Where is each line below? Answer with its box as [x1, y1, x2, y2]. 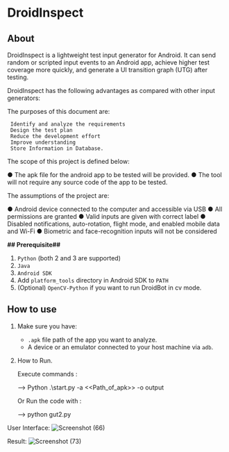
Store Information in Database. [10, 145, 104, 152]
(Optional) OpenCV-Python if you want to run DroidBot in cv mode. [17, 283, 202, 292]
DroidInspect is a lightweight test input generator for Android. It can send [7, 51, 217, 59]
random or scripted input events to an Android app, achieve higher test [7, 58, 210, 67]
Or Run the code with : [17, 396, 82, 405]
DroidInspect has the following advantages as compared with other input [7, 87, 215, 94]
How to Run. [17, 356, 53, 365]
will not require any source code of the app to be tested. [7, 178, 168, 186]
